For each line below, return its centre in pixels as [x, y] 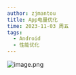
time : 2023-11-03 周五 [38, 26]
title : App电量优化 [33, 20]
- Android [27, 39]
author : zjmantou [32, 13]
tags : [15, 32]
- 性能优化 [26, 45]
